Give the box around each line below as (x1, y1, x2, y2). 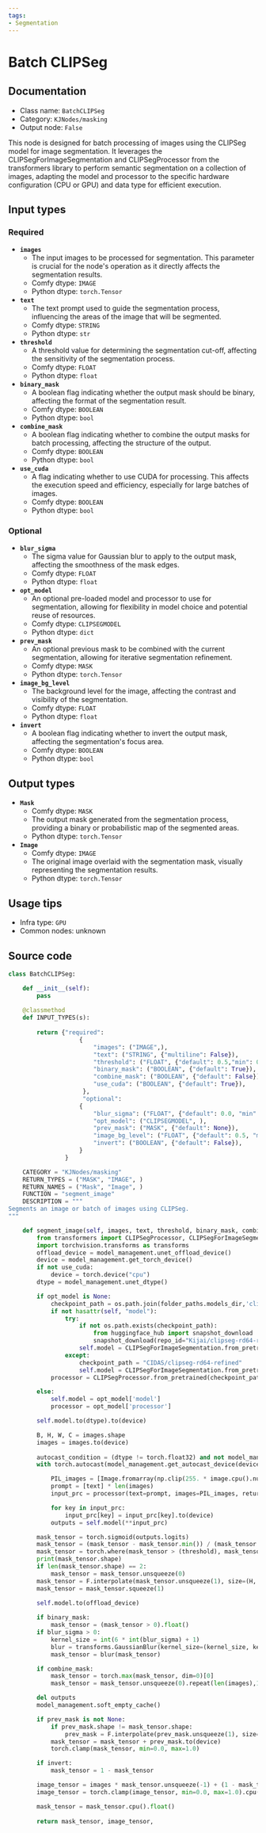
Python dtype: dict (31, 628, 94, 637)
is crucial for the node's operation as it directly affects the (31, 262, 220, 271)
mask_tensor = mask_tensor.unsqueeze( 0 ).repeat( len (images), (50, 1679, 257, 1688)
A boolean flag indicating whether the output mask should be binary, (31, 388, 256, 397)
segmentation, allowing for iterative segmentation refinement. (31, 653, 233, 663)
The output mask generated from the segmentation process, (31, 815, 229, 824)
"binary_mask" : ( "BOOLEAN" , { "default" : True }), (93, 1065, 257, 1074)
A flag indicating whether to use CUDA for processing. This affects (31, 472, 249, 482)
